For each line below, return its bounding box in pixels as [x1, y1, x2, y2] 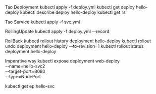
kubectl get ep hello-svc [5, 83, 55, 89]
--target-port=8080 [5, 68, 46, 74]
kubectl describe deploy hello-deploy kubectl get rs [20, 9, 126, 15]
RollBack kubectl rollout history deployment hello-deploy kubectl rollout [5, 38, 151, 44]
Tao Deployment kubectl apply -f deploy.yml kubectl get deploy [5, 4, 135, 10]
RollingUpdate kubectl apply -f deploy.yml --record [5, 29, 110, 34]
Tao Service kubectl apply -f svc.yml [5, 19, 80, 25]
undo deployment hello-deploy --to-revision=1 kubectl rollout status [5, 43, 144, 49]
